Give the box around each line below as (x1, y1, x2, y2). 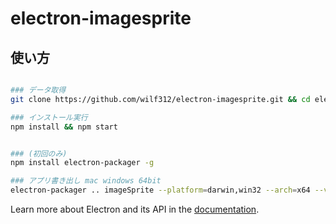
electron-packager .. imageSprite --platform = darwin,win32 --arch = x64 (10, 185, 311, 196)
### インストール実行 (10, 112, 88, 122)
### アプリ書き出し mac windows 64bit (10, 176, 162, 186)
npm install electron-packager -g (10, 158, 155, 168)
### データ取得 (10, 85, 67, 95)
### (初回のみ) (10, 148, 68, 159)
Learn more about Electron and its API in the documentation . (10, 203, 260, 215)
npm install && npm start (10, 122, 118, 132)
